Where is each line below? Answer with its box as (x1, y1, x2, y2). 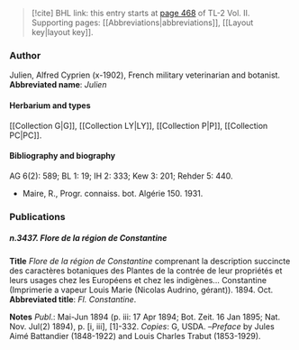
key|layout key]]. (31, 27, 94, 37)
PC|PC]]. (9, 130, 42, 141)
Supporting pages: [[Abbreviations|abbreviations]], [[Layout (31, 17, 254, 28)
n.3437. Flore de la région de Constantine (9, 233, 168, 244)
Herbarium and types (9, 99, 92, 111)
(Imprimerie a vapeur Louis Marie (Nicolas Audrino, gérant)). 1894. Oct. (9, 284, 273, 295)
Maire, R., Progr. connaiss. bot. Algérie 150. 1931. (22, 188, 204, 198)
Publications (9, 210, 66, 223)
